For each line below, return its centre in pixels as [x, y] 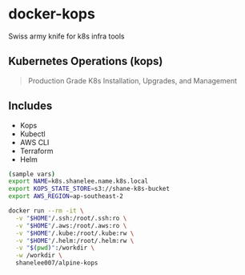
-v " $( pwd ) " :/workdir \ [55, 248]
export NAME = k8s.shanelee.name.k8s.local [78, 181]
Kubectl [32, 134]
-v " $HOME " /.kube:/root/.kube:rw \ [75, 233]
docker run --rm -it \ [46, 211]
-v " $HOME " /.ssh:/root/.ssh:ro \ [71, 218]
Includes [30, 106]
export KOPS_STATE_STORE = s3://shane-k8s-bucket [89, 189]
